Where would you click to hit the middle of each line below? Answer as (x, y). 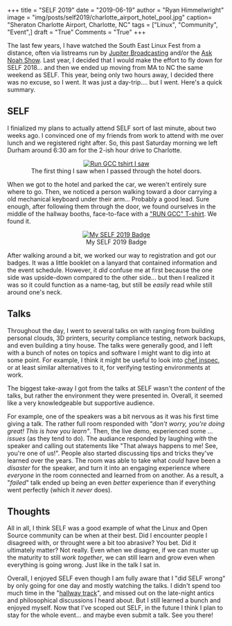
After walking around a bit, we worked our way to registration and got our (112, 255)
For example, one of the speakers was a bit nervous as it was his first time (113, 416)
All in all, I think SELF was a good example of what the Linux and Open (107, 528)
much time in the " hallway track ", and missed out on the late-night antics (111, 593)
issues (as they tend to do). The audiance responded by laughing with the (112, 438)
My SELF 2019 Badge (116, 242)
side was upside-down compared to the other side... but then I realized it (111, 277)
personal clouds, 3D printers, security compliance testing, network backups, (116, 338)
